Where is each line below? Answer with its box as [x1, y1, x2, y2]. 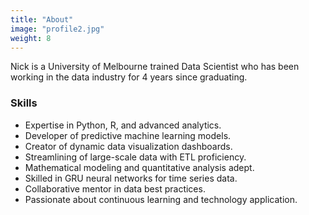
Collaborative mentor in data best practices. [24, 182, 206, 195]
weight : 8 [10, 33, 52, 43]
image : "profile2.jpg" [10, 24, 105, 34]
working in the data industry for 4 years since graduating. [10, 71, 248, 83]
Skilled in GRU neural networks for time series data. [24, 172, 238, 184]
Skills [10, 96, 38, 110]
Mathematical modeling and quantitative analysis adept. [24, 161, 255, 173]
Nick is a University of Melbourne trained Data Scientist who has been [10, 61, 300, 73]
